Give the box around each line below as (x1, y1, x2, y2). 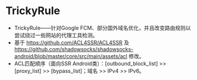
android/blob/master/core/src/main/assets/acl (14, 52, 127, 59)
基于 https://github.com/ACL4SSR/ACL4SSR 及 (14, 39, 129, 46)
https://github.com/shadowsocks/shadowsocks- (14, 45, 134, 52)
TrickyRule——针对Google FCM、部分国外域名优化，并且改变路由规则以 (14, 24, 191, 31)
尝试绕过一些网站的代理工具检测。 (14, 31, 98, 39)
